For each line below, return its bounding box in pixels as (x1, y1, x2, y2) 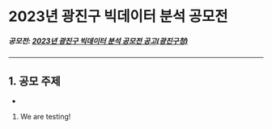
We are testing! (19, 111, 71, 121)
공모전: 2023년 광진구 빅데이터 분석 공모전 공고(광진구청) (8, 35, 189, 45)
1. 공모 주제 (8, 74, 61, 88)
